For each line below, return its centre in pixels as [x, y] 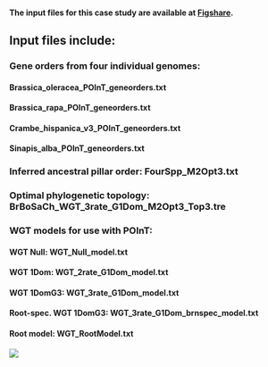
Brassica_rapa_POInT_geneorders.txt [80, 108]
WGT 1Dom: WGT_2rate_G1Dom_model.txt [89, 272]
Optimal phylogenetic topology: [80, 196]
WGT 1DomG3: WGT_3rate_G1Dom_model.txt [94, 292]
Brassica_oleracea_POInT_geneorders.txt [88, 87]
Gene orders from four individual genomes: [105, 65]
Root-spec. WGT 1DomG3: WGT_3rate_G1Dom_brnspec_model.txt [134, 313]
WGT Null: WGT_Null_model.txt [68, 252]
